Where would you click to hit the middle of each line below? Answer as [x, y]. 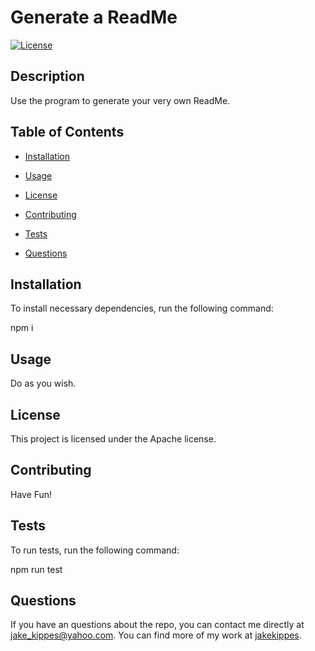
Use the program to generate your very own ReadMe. [120, 100]
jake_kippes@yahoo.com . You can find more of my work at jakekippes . [156, 635]
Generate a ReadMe [94, 17]
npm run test [36, 569]
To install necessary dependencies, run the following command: [142, 308]
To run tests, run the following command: [95, 550]
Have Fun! [31, 494]
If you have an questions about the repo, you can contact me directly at [157, 625]
